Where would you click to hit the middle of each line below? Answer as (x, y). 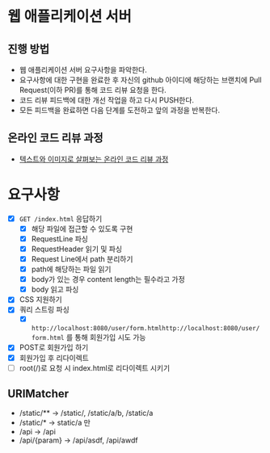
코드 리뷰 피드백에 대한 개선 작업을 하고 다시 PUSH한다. (107, 100)
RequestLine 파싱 (59, 238)
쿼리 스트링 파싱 (44, 310)
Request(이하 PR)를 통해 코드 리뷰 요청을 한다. (93, 90)
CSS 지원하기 (40, 300)
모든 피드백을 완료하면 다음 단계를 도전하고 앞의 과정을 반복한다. (119, 110)
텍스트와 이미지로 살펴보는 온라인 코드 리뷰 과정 (94, 159)
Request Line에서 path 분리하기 (82, 259)
